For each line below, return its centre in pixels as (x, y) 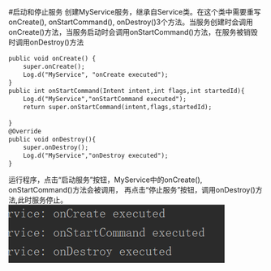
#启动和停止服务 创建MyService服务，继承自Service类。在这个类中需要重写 (135, 12)
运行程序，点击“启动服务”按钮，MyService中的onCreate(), (105, 180)
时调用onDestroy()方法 (46, 42)
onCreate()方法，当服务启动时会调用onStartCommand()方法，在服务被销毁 (133, 32)
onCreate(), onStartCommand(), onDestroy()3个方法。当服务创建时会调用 (131, 22)
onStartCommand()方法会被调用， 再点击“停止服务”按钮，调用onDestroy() (132, 190)
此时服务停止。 (43, 200)
